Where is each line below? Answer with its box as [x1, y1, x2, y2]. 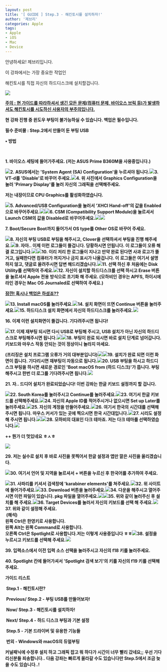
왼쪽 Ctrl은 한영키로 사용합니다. [5, 518, 66, 524]
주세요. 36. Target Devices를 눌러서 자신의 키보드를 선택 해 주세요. [19, 499, 153, 505]
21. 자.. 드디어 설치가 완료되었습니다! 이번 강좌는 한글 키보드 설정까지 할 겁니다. [5, 381, 157, 387]
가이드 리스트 [5, 575, 31, 581]
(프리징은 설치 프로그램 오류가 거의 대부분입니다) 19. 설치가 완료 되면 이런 [5, 351, 154, 357]
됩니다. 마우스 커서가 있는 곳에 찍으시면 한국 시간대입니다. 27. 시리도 [18, 410, 153, 416]
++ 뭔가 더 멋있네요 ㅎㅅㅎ [5, 433, 56, 439]
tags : [5, 26, 16, 31]
